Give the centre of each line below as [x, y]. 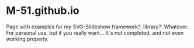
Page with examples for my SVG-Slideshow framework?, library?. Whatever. [97, 27]
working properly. [27, 39]
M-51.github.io [43, 11]
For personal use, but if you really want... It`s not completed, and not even [95, 32]
